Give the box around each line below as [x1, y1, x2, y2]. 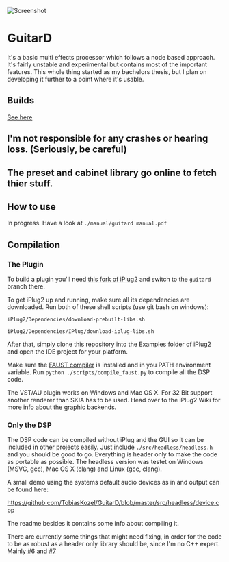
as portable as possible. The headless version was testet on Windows [7, 458, 204, 466]
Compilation [7, 239, 60, 250]
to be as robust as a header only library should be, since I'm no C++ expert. [7, 540, 220, 548]
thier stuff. [7, 178, 53, 189]
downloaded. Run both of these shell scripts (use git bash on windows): [7, 303, 209, 311]
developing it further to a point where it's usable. [7, 75, 144, 83]
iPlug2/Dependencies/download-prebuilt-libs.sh [7, 316, 146, 323]
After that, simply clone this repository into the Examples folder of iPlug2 [7, 340, 212, 349]
